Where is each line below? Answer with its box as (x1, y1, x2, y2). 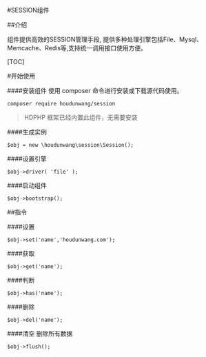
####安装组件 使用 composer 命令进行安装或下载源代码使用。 (7, 87, 183, 94)
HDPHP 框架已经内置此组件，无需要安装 (23, 113, 138, 121)
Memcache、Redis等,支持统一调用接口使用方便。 (7, 44, 147, 52)
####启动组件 (7, 181, 47, 190)
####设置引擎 (7, 154, 47, 163)
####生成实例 (7, 128, 47, 136)
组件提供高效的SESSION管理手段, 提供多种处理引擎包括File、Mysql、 (7, 35, 203, 43)
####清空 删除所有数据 (7, 329, 73, 338)
